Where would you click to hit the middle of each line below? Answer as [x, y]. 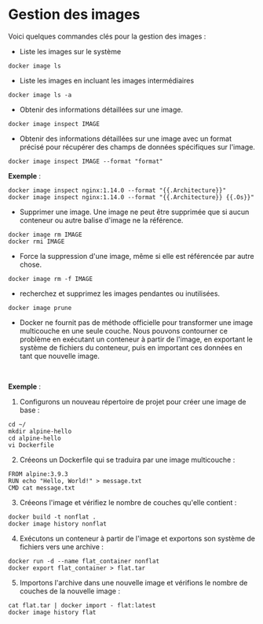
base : [29, 410]
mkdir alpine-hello [40, 431]
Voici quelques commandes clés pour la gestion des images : [107, 36]
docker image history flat [52, 612]
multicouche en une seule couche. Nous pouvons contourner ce [123, 330]
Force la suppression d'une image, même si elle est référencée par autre [137, 256]
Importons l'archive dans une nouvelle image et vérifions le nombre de [133, 582]
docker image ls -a [40, 95]
